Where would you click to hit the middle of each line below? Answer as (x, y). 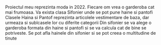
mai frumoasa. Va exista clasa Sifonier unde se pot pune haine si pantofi (79, 12)
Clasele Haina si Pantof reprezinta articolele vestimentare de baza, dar (77, 17)
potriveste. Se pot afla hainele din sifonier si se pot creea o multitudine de (80, 33)
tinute (11, 38)
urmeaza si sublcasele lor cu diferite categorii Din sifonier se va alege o (78, 22)
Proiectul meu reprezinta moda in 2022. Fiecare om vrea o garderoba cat (80, 7)
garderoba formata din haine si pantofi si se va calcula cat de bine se (76, 28)
